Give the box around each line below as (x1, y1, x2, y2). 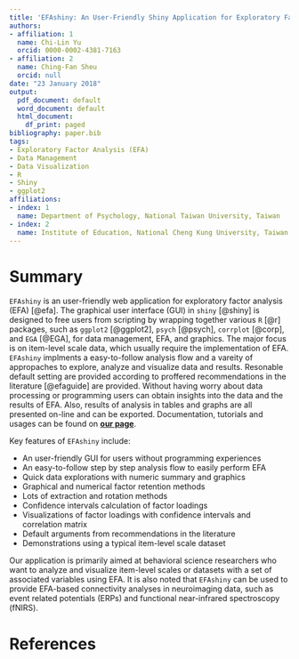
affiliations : (9, 195, 62, 205)
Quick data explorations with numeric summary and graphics (21, 472, 246, 483)
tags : (9, 137, 29, 146)
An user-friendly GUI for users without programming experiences (21, 453, 262, 463)
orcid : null (17, 71, 62, 80)
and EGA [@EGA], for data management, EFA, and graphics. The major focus (9, 334, 287, 344)
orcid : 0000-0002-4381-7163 (17, 46, 122, 55)
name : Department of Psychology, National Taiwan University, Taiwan (17, 211, 280, 221)
